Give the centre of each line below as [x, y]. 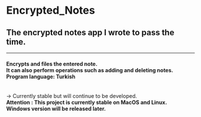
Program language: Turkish [41, 76]
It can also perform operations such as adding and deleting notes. [90, 70]
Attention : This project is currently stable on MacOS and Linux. [87, 103]
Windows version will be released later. [56, 109]
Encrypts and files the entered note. [52, 64]
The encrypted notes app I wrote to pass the [90, 33]
